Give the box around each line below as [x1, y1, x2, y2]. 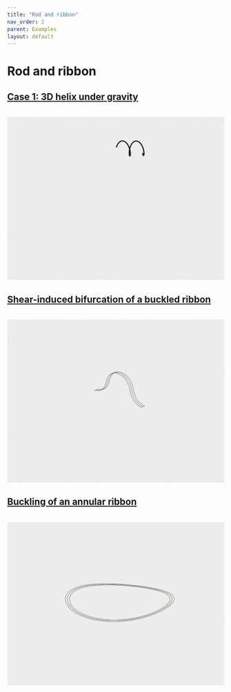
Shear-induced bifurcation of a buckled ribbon [7, 293, 212, 305]
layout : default [7, 33, 54, 40]
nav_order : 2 [7, 18, 45, 26]
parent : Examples [7, 26, 57, 32]
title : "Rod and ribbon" [7, 11, 79, 18]
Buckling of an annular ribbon [7, 496, 137, 508]
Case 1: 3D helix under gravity [7, 90, 139, 103]
